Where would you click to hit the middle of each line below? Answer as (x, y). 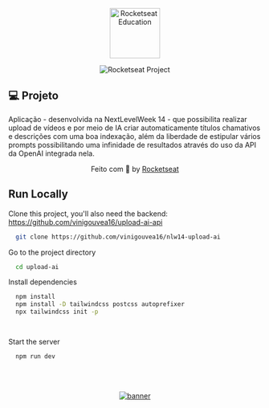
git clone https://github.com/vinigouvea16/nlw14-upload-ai (118, 237)
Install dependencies (43, 282)
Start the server (34, 341)
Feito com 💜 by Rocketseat (135, 169)
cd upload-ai (37, 267)
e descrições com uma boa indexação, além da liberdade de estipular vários (134, 136)
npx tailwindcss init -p (57, 312)
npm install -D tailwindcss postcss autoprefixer (100, 304)
